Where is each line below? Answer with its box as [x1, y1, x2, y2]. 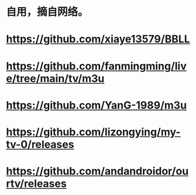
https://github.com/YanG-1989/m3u [6, 98, 187, 112]
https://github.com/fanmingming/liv [6, 59, 187, 73]
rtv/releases [6, 177, 67, 190]
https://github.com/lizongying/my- [6, 125, 181, 138]
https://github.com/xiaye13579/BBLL [6, 33, 190, 46]
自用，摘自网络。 [6, 5, 89, 19]
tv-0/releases [6, 138, 74, 151]
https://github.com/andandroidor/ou [6, 165, 189, 178]
